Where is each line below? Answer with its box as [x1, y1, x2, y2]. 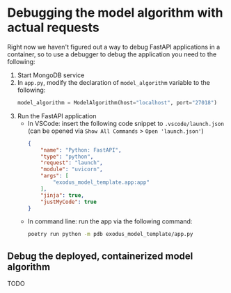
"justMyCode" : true [40, 198, 97, 205]
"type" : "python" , [40, 153, 94, 160]
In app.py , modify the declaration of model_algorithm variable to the [17, 78, 210, 86]
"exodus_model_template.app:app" [52, 179, 150, 186]
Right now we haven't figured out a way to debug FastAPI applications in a [7, 42, 221, 51]
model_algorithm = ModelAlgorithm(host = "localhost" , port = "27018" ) [17, 99, 218, 106]
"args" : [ [40, 173, 69, 180]
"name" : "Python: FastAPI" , [40, 146, 122, 154]
